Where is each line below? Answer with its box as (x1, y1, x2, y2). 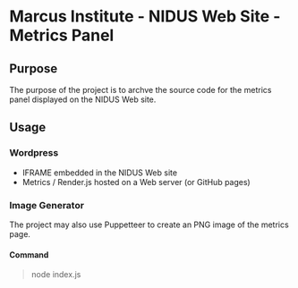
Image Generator (9, 199, 85, 211)
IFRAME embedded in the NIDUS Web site (21, 167, 177, 178)
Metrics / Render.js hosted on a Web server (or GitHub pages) (21, 176, 251, 187)
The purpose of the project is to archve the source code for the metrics (9, 85, 272, 95)
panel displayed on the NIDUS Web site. (9, 94, 157, 105)
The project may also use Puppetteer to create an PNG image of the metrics (9, 219, 289, 230)
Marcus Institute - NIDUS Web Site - (9, 6, 281, 27)
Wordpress (9, 147, 59, 159)
